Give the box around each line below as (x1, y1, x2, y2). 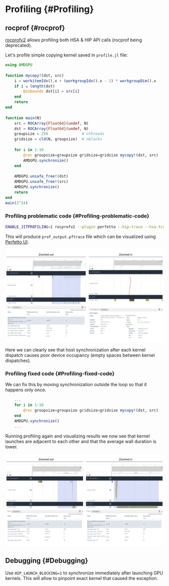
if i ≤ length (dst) (14, 84, 55, 89)
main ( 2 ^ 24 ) (5, 200, 28, 205)
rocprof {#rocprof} (5, 24, 65, 32)
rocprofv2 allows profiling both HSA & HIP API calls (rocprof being (5, 37, 142, 43)
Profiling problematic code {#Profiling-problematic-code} (5, 212, 149, 219)
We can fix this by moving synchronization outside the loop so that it (5, 382, 147, 388)
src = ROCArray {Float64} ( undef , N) (14, 121, 89, 126)
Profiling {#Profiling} (5, 4, 94, 15)
